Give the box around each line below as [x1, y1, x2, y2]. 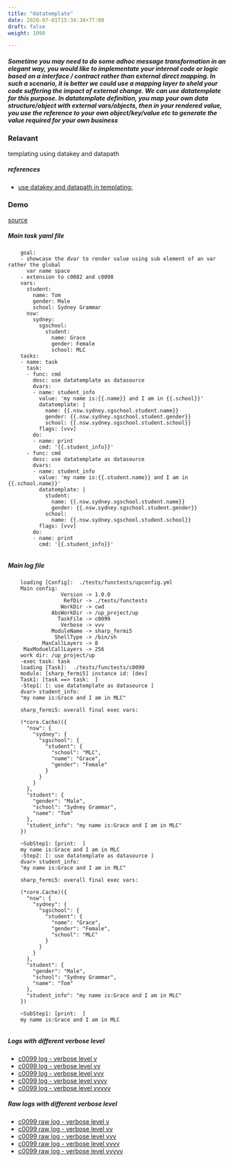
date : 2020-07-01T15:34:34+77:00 [8, 17, 105, 24]
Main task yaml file [8, 232, 64, 240]
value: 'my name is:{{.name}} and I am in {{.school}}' [38, 395, 204, 402]
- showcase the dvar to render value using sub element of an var [20, 255, 216, 262]
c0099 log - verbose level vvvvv [17, 1084, 111, 1092]
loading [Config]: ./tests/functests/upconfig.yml [20, 579, 173, 586]
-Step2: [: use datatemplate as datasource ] [20, 852, 155, 859]
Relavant [8, 133, 39, 143]
